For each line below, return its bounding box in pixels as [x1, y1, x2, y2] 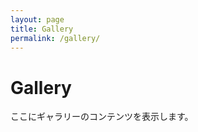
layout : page [10, 14, 65, 25]
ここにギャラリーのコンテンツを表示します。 [10, 111, 194, 123]
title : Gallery [10, 24, 74, 34]
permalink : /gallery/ [10, 33, 101, 43]
